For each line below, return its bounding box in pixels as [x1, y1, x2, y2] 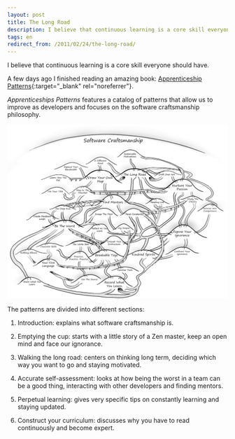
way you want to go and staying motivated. [17, 361, 142, 369]
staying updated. [17, 403, 66, 411]
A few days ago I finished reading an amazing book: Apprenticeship [7, 74, 203, 83]
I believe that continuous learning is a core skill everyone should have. [7, 61, 210, 69]
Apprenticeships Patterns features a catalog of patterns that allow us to [7, 95, 213, 104]
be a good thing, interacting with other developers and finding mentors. [17, 382, 224, 390]
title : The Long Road [7, 18, 71, 26]
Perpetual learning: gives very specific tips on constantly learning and [17, 396, 220, 404]
